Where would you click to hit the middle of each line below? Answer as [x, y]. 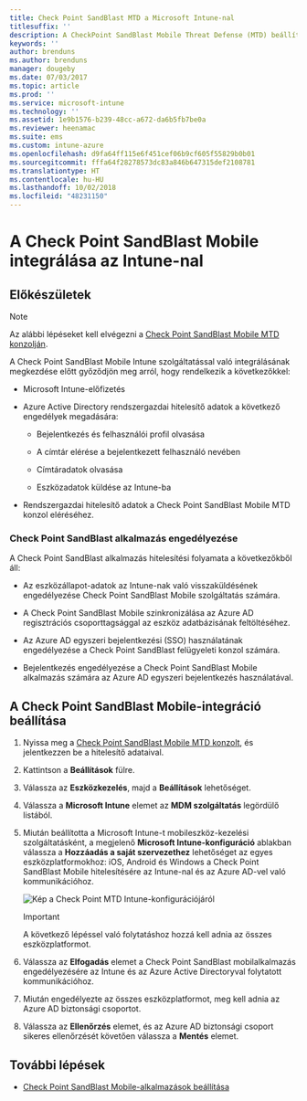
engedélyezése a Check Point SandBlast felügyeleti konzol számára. [151, 651]
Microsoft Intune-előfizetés [74, 389]
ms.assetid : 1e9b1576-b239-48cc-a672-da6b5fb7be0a [108, 120]
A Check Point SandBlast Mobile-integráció [136, 706]
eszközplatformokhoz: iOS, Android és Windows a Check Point [141, 862]
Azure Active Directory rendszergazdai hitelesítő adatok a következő [151, 407]
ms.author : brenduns [49, 60]
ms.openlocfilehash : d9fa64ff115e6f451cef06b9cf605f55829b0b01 [132, 154]
